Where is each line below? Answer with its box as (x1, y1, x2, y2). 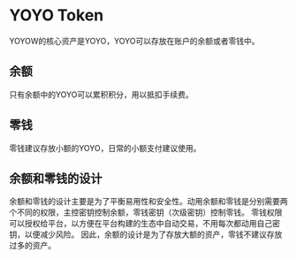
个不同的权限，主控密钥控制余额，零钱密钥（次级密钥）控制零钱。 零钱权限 (9, 207, 283, 217)
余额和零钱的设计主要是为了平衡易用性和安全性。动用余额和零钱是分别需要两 (9, 196, 288, 207)
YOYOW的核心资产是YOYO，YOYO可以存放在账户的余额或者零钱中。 (9, 35, 260, 46)
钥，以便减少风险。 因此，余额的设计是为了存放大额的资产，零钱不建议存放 (9, 229, 283, 240)
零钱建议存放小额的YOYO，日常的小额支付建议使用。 (9, 142, 202, 153)
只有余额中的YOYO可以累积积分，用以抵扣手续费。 (9, 89, 194, 100)
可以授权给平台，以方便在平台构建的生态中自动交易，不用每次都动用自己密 (9, 218, 280, 229)
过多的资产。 (9, 240, 56, 251)
